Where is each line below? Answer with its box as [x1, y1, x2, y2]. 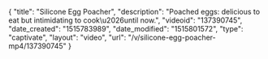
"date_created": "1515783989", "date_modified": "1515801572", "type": [8, 24, 244, 33]
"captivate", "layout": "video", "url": [8, 32, 127, 42]
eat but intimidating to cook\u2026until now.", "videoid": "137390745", [8, 15, 243, 25]
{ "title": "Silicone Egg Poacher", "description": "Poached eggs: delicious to [8, 7, 261, 16]
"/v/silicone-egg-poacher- [128, 32, 217, 42]
